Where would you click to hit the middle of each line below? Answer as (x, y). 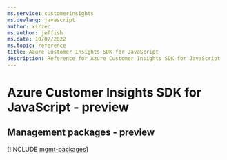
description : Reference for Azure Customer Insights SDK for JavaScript (114, 59)
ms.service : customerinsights (51, 13)
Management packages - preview (81, 133)
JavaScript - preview (68, 107)
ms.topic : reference (37, 46)
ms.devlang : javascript (41, 20)
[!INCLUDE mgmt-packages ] (48, 149)
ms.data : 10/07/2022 (37, 39)
